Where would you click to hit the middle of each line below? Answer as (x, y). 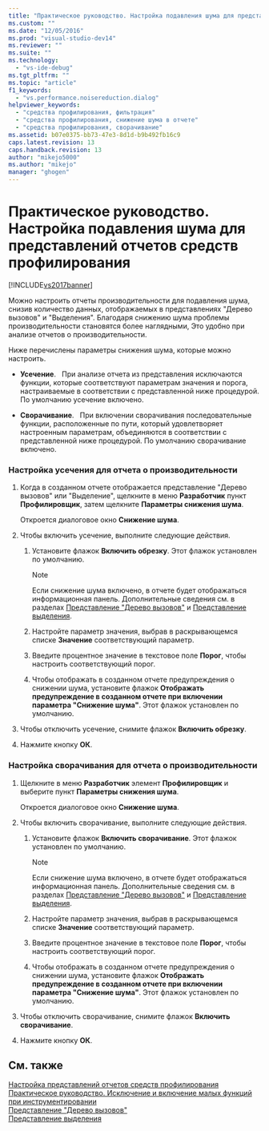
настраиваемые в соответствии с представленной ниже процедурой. (139, 391)
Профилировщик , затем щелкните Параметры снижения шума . (132, 505)
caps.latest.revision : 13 (51, 142)
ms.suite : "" (30, 53)
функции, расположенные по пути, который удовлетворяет (121, 423)
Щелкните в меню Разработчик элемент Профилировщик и (124, 783)
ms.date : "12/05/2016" (46, 30)
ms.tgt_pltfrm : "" (39, 75)
